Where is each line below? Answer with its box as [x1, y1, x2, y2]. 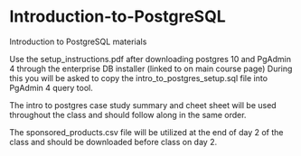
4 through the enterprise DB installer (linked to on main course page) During [9, 63, 293, 74]
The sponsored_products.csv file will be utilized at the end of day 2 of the [9, 126, 284, 137]
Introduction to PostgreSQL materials [9, 36, 147, 47]
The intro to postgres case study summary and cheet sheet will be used [9, 99, 277, 110]
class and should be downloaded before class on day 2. [9, 136, 218, 147]
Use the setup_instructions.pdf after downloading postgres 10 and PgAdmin [9, 53, 292, 64]
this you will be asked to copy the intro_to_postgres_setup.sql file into [9, 72, 268, 83]
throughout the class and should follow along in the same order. [9, 109, 247, 120]
